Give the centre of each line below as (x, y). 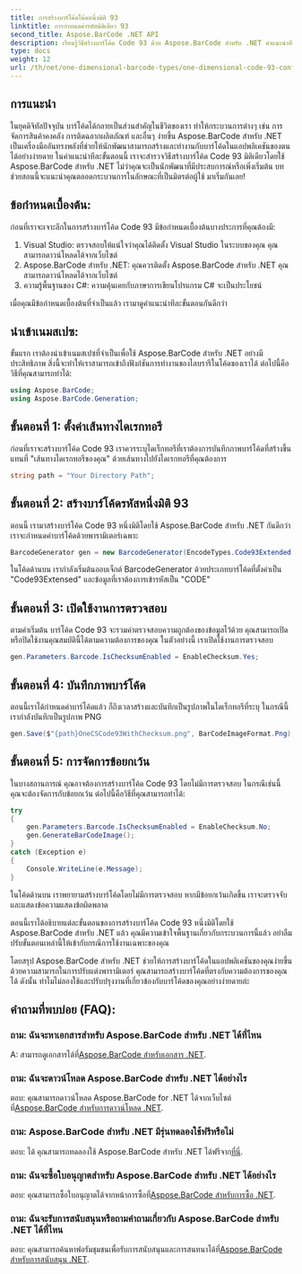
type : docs (30, 51)
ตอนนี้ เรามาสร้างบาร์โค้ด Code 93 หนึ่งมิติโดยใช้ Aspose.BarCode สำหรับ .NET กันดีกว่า (151, 525)
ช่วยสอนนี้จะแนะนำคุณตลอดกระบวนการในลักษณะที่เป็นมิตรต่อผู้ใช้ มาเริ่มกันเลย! (128, 176)
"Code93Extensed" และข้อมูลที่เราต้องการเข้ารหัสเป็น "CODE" (110, 579)
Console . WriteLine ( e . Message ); (85, 869)
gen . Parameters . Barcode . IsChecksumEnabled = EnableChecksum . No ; (149, 827)
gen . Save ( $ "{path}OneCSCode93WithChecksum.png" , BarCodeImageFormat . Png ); (153, 734)
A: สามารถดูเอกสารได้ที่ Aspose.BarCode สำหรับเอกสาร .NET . (108, 1055)
